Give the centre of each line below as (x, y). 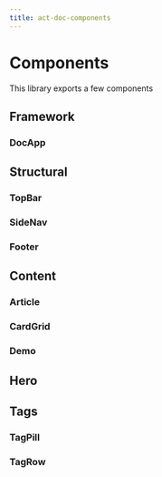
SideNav (29, 222)
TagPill (25, 437)
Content (33, 276)
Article (25, 302)
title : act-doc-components (60, 18)
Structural (38, 173)
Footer (24, 247)
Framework (42, 116)
